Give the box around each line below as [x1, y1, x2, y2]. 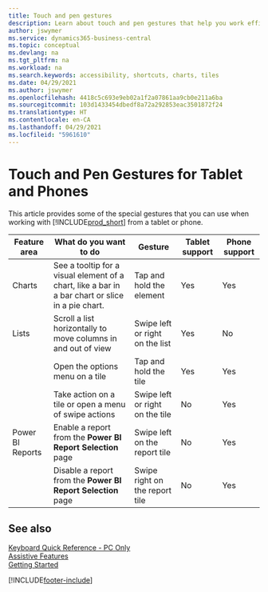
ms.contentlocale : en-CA [8, 116, 91, 124]
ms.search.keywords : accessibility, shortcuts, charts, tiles [8, 71, 219, 79]
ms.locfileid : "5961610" [8, 130, 91, 138]
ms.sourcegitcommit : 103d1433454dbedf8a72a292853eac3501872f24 [8, 101, 223, 109]
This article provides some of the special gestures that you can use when [8, 209, 250, 218]
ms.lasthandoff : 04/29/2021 [8, 123, 102, 131]
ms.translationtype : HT [8, 109, 88, 117]
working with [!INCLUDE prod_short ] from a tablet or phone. [8, 217, 203, 226]
